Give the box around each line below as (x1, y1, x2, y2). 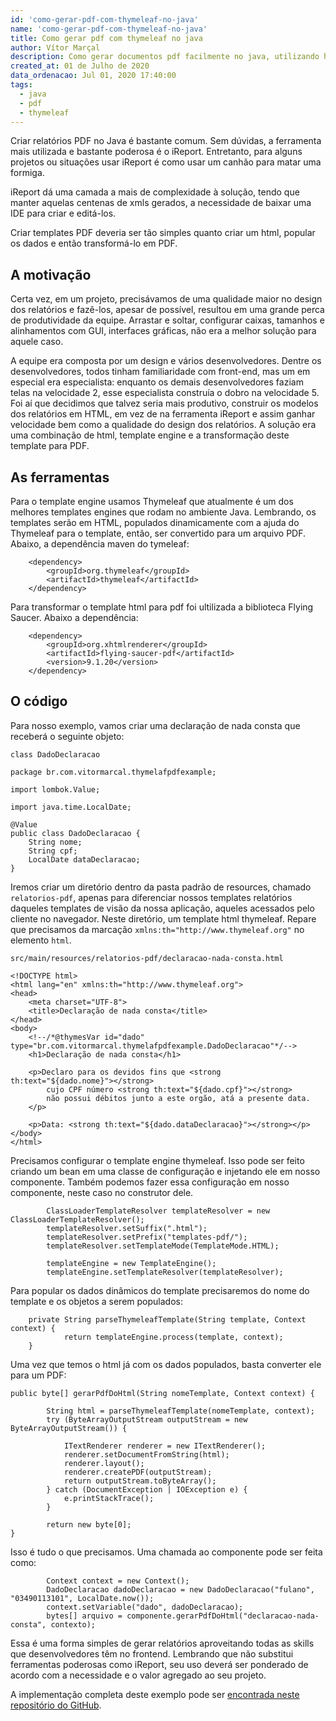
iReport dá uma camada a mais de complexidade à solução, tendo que (10, 186, 300, 198)
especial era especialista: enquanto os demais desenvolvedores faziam (10, 376, 304, 388)
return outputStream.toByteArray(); (63, 1476, 217, 1486)
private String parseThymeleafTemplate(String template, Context (28, 1314, 307, 1325)
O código (10, 693, 68, 710)
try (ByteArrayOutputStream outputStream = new (46, 1414, 248, 1425)
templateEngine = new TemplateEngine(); (46, 1258, 217, 1268)
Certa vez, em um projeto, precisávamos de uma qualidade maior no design (10, 293, 323, 305)
